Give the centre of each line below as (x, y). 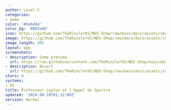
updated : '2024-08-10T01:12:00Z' (41, 95)
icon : (11, 33)
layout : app (18, 48)
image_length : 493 (25, 43)
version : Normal (22, 99)
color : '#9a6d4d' (24, 24)
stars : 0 (15, 76)
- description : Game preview (36, 57)
